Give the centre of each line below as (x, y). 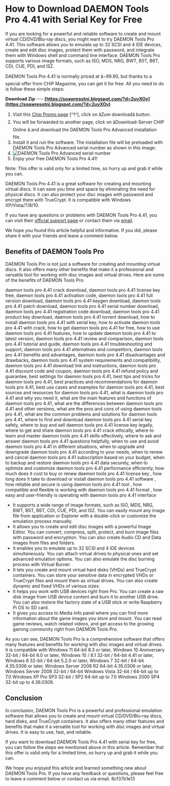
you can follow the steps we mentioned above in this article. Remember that (84, 747)
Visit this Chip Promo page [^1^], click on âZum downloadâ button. (82, 114)
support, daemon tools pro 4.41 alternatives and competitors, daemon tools (84, 349)
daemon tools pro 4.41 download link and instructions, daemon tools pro (81, 365)
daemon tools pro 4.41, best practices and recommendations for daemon (81, 382)
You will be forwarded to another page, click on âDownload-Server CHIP (88, 122)
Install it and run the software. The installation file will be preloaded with (88, 142)
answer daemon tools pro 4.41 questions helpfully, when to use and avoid (82, 441)
